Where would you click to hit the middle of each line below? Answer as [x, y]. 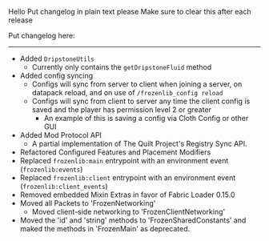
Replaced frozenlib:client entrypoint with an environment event [128, 178]
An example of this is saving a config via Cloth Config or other [146, 118]
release [21, 20]
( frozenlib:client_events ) [64, 186]
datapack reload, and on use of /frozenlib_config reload [127, 92]
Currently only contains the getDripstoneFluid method [122, 67]
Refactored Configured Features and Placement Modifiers [115, 152]
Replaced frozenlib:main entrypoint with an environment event [124, 161]
